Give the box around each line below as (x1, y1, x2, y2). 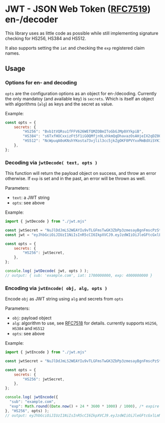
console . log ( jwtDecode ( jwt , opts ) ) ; (5, 268, 89, 274)
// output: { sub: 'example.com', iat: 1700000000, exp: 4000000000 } (5, 273, 153, 278)
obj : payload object (12, 315, 52, 321)
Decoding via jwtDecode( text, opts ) (5, 159, 98, 166)
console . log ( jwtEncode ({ (5, 395, 58, 400)
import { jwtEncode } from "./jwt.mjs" (5, 350, 87, 355)
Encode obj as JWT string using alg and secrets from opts (5, 296, 124, 302)
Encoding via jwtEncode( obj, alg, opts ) (5, 285, 108, 292)
